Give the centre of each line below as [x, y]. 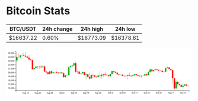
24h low [125, 29]
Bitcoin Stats [38, 11]
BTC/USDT [23, 29]
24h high [92, 29]
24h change [58, 29]
